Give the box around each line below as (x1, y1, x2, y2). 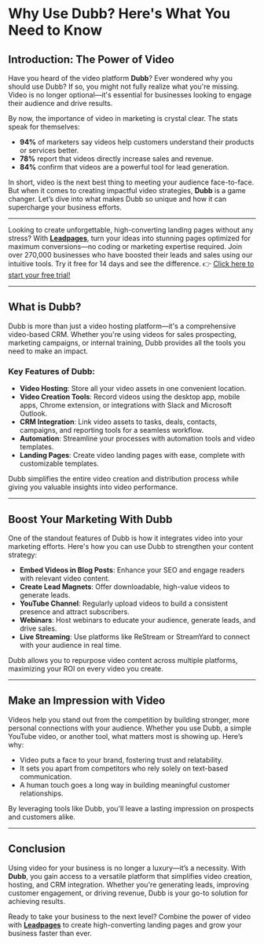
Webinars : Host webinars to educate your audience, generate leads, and (19, 615, 256, 624)
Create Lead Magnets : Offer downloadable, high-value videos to (19, 582, 230, 591)
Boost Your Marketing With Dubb (8, 512, 173, 526)
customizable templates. (19, 459, 100, 468)
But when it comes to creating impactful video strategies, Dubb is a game (8, 186, 246, 195)
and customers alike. (8, 812, 76, 821)
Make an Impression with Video (8, 694, 166, 708)
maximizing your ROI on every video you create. (8, 664, 163, 673)
